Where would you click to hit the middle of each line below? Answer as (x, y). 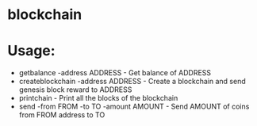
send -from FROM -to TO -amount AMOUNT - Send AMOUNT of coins (134, 107)
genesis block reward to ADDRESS (75, 90)
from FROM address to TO (62, 115)
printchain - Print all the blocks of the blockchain (98, 98)
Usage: (32, 51)
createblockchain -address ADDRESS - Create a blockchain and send (132, 82)
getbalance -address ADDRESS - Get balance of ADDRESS (115, 73)
